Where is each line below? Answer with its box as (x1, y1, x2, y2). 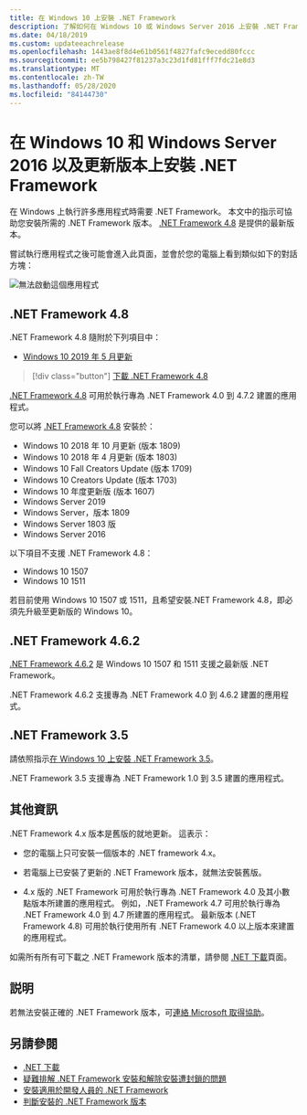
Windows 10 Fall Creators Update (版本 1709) (22, 463, 193, 474)
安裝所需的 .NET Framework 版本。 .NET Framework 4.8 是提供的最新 (25, 218, 287, 228)
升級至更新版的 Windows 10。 (25, 606, 138, 617)
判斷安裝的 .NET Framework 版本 (22, 1096, 147, 1107)
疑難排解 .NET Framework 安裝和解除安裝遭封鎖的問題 (22, 1073, 227, 1084)
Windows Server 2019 (22, 496, 107, 507)
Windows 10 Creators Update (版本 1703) (22, 474, 178, 485)
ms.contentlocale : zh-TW (9, 73, 104, 82)
